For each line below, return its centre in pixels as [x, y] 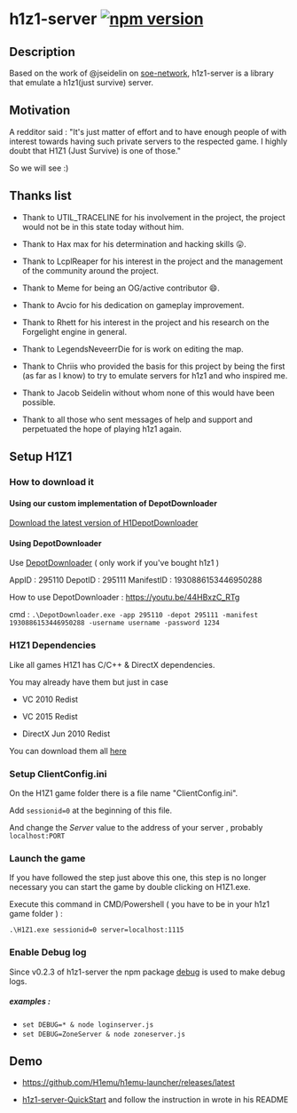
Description [42, 52]
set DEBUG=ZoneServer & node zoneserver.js [104, 1034]
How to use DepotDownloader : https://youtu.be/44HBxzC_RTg [125, 597]
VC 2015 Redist [50, 716]
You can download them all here [68, 751]
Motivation [40, 111]
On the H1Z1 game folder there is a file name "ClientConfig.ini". [124, 793]
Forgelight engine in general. [74, 331]
